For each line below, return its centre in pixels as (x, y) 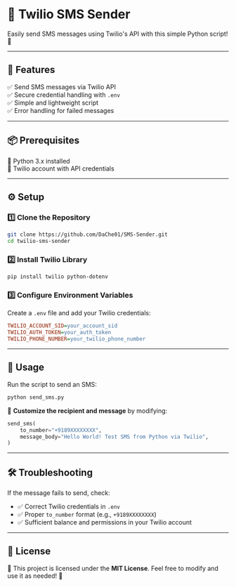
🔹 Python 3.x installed (39, 161)
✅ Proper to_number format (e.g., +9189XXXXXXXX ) (87, 515)
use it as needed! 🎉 (35, 576)
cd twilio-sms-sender (39, 242)
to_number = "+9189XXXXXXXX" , (61, 430)
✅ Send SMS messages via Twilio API (61, 86)
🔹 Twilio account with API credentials (61, 169)
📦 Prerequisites (44, 141)
